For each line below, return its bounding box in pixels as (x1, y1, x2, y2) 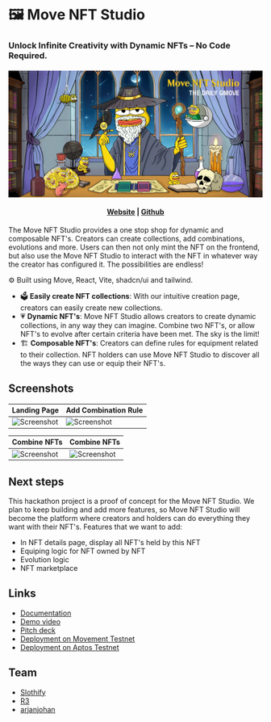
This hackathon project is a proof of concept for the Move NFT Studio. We (8, 496, 255, 506)
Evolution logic (19, 554, 70, 565)
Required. (8, 50, 48, 61)
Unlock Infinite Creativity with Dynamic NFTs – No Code (8, 40, 231, 52)
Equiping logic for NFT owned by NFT (19, 546, 146, 556)
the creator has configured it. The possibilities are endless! (8, 259, 204, 269)
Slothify (19, 687, 46, 697)
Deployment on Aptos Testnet (19, 642, 119, 652)
